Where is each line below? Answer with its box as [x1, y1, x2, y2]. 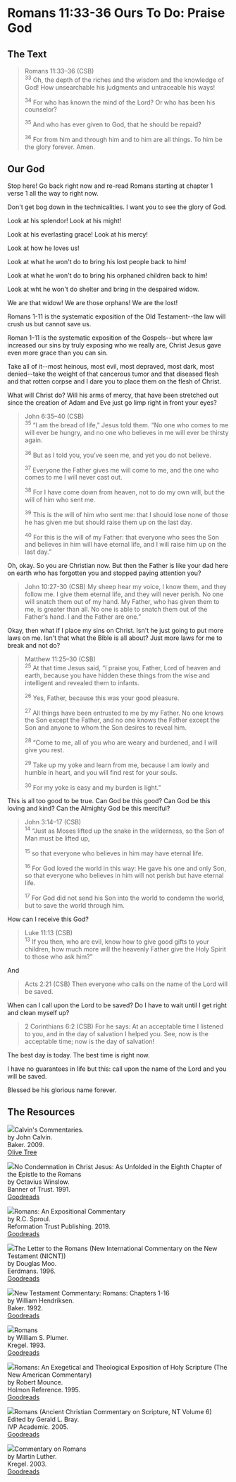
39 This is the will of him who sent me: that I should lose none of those [24, 509, 229, 518]
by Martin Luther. [7, 1452, 57, 1461]
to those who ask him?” [24, 952, 93, 961]
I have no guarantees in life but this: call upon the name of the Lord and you [7, 1065, 227, 1073]
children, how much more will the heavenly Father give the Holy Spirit [24, 944, 227, 953]
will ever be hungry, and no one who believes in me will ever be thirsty [24, 429, 229, 437]
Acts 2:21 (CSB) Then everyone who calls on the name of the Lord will [24, 980, 228, 988]
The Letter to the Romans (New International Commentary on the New [14, 1245, 218, 1253]
